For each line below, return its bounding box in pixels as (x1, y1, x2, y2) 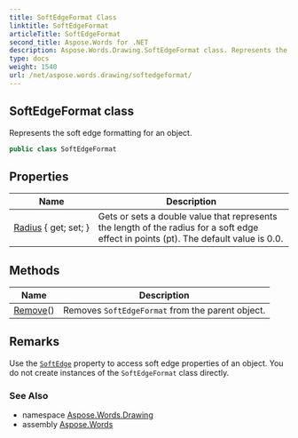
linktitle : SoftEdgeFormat (9, 21, 109, 30)
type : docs (9, 54, 50, 63)
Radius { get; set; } (13, 221, 90, 234)
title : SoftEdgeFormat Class (9, 12, 117, 22)
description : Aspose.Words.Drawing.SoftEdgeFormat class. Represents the (9, 46, 288, 55)
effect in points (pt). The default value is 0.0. (98, 233, 284, 245)
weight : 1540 (9, 63, 58, 72)
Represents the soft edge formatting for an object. (9, 127, 192, 138)
